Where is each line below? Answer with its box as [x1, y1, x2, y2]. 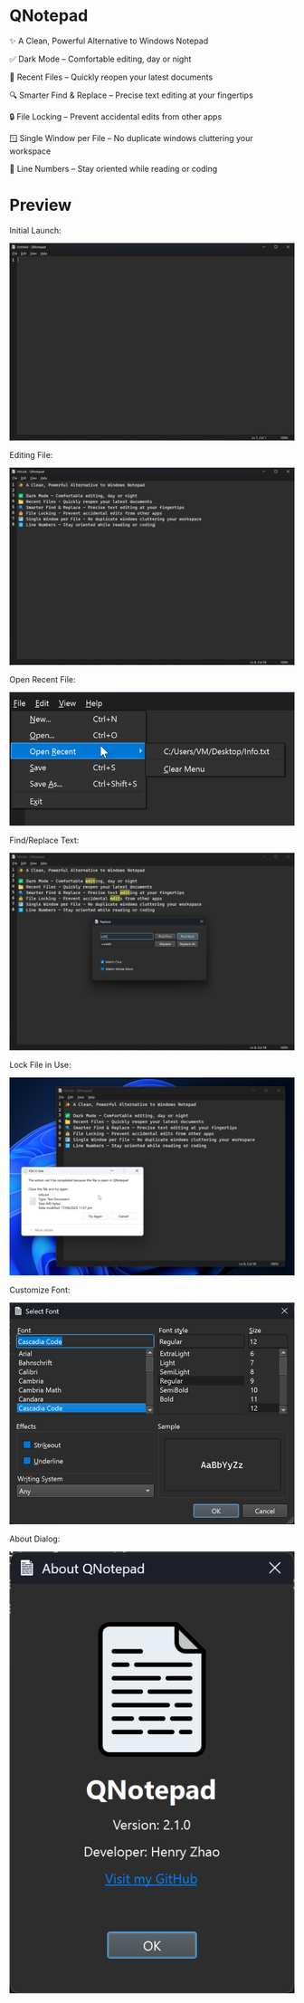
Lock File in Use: [9, 1059, 71, 1070]
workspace [9, 146, 52, 157]
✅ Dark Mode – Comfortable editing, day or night [9, 53, 192, 64]
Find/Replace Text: [9, 835, 80, 845]
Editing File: [9, 449, 53, 460]
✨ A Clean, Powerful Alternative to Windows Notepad [9, 35, 209, 46]
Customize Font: [9, 1284, 71, 1295]
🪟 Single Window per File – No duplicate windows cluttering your [9, 132, 253, 143]
